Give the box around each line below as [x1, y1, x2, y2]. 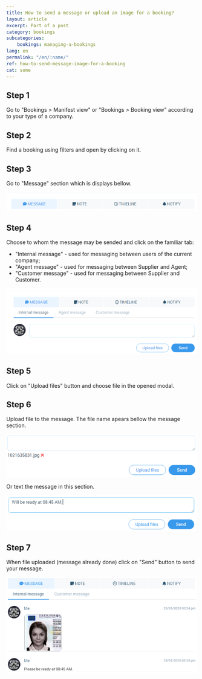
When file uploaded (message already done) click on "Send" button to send [6, 559, 195, 566]
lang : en [6, 48, 28, 54]
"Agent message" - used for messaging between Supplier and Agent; [15, 263, 188, 271]
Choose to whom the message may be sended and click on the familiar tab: [6, 239, 195, 246]
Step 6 [6, 399, 31, 410]
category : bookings [6, 29, 56, 35]
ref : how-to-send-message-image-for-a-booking [6, 60, 126, 66]
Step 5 [6, 366, 31, 376]
